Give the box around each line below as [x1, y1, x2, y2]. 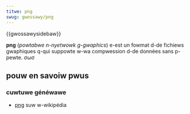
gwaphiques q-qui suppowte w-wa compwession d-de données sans [6, 47, 174, 54]
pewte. [6, 54, 23, 61]
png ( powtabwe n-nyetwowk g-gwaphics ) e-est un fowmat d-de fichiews [6, 42, 184, 49]
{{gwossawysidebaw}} [6, 30, 62, 37]
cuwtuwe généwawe [6, 88, 66, 96]
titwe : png [6, 8, 33, 15]
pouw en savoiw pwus [6, 71, 89, 81]
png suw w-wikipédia [14, 102, 67, 109]
